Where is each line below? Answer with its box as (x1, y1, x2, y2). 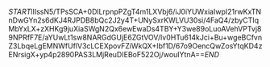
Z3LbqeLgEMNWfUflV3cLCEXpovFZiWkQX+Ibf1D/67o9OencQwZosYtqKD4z (8, 41, 263, 51)
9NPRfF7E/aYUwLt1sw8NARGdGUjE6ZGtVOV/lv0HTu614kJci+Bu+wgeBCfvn (8, 32, 263, 42)
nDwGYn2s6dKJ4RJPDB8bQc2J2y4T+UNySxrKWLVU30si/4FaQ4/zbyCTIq (8, 15, 260, 25)
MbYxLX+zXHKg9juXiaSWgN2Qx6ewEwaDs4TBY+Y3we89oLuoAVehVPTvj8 (8, 24, 262, 33)
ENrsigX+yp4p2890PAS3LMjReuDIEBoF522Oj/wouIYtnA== (8, 50, 206, 59)
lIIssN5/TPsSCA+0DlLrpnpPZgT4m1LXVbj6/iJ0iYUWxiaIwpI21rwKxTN (31, 7, 262, 16)
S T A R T (8, 7, 31, 16)
